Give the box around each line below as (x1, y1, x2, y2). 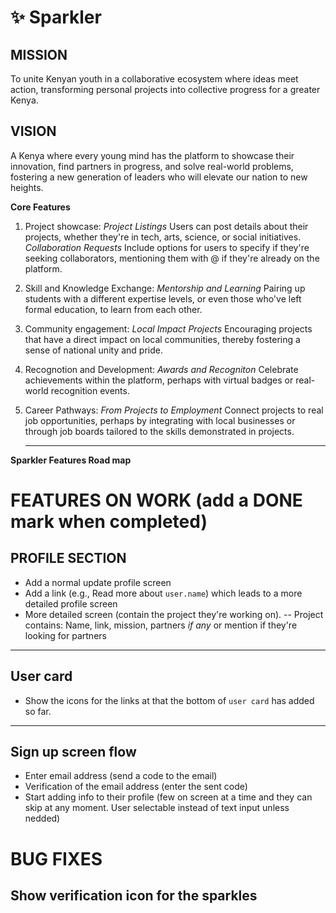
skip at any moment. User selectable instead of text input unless (24, 802, 290, 814)
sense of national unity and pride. (24, 344, 163, 356)
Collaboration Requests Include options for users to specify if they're (24, 241, 310, 253)
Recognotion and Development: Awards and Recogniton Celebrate (24, 363, 299, 375)
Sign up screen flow (10, 744, 137, 761)
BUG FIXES (10, 847, 103, 870)
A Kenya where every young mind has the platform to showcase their (10, 149, 295, 161)
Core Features (10, 201, 71, 213)
